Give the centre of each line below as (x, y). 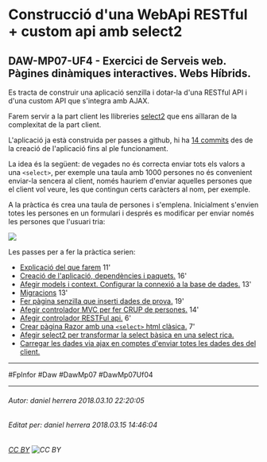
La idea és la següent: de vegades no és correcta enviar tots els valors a (127, 164)
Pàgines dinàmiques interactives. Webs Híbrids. (130, 73)
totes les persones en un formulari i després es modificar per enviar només (131, 213)
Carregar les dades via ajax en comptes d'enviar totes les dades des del (138, 343)
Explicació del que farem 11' (65, 267)
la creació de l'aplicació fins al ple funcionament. (88, 148)
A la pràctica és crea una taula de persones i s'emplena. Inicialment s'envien (133, 205)
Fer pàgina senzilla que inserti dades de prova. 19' (102, 301)
